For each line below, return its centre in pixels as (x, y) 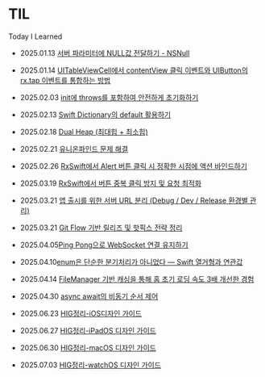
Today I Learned (35, 36)
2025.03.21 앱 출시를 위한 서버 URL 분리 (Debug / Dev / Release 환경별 (134, 200)
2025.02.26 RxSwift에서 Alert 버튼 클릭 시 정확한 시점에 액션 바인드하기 (134, 165)
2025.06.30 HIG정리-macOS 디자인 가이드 (88, 347)
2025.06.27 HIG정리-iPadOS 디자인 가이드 (88, 330)
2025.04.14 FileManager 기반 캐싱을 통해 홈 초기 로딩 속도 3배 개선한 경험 (137, 279)
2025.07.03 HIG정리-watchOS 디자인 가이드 (90, 365)
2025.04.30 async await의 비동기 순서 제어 (89, 296)
